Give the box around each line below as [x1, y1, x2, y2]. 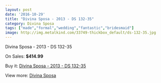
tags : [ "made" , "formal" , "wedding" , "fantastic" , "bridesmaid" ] [5, 26, 134, 31]
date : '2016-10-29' [5, 12, 46, 17]
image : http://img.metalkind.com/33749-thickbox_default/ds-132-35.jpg [5, 30, 156, 35]
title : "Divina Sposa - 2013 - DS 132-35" [5, 16, 94, 21]
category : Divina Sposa [5, 21, 54, 26]
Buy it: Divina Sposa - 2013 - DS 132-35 [5, 63, 86, 69]
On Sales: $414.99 [5, 53, 44, 59]
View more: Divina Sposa [5, 73, 56, 78]
